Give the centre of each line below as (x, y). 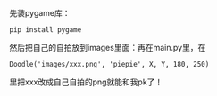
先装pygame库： (40, 13)
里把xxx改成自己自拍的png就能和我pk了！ (86, 82)
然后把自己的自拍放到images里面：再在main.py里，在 (108, 48)
